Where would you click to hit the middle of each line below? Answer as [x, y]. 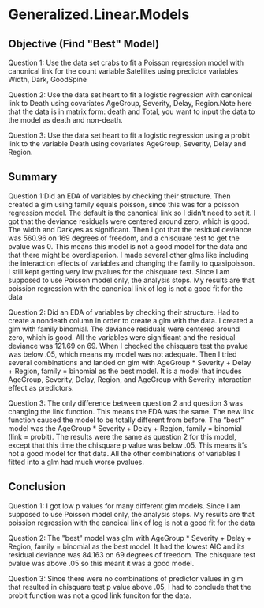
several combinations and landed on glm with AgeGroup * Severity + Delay [130, 362]
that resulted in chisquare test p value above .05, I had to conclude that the [130, 587]
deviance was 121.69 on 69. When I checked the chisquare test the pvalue [128, 346]
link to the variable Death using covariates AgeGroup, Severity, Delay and [127, 144]
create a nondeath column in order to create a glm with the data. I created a [131, 320]
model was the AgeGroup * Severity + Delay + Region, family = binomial [125, 428]
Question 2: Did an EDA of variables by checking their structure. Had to [123, 312]
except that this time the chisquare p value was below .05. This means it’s [128, 445]
